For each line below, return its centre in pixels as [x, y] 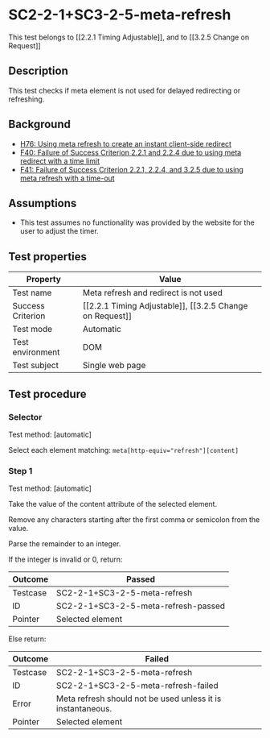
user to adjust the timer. [59, 231]
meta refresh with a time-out [67, 178]
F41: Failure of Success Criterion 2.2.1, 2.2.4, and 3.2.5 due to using [131, 169]
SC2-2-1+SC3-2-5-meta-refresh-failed [137, 686]
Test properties [47, 257]
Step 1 [20, 471]
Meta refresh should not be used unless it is [139, 699]
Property [44, 280]
